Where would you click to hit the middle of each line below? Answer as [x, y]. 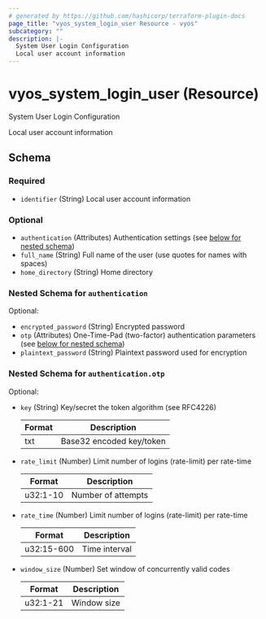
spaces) [34, 263]
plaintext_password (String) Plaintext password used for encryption [133, 353]
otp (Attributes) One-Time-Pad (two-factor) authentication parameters [138, 335]
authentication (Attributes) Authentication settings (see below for [131, 238]
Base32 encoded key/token [113, 441]
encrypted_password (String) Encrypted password [102, 327]
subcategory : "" [36, 31]
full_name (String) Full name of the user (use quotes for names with [133, 255]
